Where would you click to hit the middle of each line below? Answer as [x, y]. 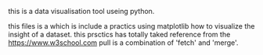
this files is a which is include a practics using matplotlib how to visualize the [131, 26]
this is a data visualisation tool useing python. [81, 11]
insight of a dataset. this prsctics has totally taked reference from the [119, 34]
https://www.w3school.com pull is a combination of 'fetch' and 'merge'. [123, 43]
